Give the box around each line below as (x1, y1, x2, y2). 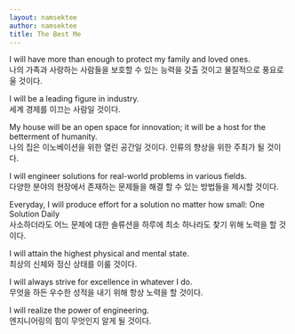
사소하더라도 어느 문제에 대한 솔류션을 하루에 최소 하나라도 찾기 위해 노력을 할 (9, 219, 277, 230)
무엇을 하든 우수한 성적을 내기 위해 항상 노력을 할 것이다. (9, 287, 203, 298)
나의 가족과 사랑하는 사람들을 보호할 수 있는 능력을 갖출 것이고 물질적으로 (9, 64, 260, 76)
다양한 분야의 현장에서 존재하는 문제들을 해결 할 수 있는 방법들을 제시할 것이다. (9, 182, 280, 192)
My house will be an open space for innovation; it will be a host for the (9, 122, 267, 133)
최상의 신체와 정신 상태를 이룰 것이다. (9, 259, 138, 270)
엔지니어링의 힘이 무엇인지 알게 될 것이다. (9, 315, 152, 326)
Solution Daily (9, 208, 60, 219)
